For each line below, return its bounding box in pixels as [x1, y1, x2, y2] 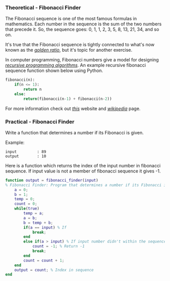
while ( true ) [14, 206, 39, 212]
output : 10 [5, 154, 47, 159]
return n [23, 87, 42, 92]
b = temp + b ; [23, 220, 53, 225]
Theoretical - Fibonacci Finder [5, 4, 81, 11]
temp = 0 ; [14, 197, 35, 202]
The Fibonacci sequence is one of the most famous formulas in [5, 16, 137, 22]
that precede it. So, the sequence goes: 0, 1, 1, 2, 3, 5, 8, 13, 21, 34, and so [5, 26, 159, 32]
